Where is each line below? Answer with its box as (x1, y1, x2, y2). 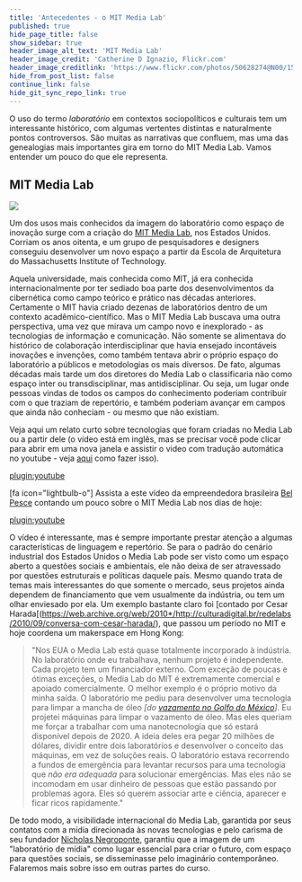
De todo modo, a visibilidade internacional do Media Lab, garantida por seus (9, 815, 292, 826)
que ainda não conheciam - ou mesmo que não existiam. (9, 407, 220, 418)
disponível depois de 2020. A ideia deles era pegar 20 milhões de (31, 731, 275, 742)
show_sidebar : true (9, 38, 83, 48)
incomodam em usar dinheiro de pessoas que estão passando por (31, 779, 277, 789)
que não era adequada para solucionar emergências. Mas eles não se (31, 769, 292, 780)
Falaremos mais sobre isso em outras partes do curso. (9, 863, 211, 874)
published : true (9, 22, 70, 31)
